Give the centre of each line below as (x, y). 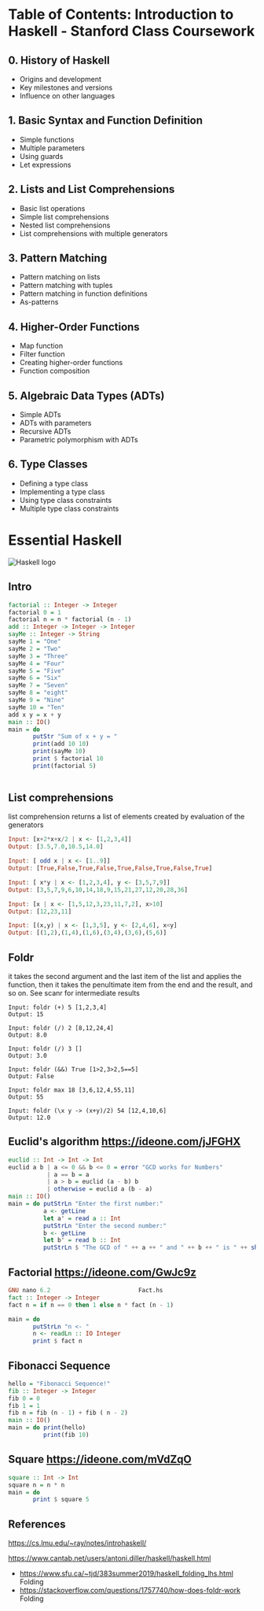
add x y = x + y (35, 715)
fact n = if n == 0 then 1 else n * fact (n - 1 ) (91, 1305)
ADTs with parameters (55, 423)
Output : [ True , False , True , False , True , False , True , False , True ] (110, 868)
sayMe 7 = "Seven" (38, 685)
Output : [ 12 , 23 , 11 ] (40, 911)
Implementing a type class (62, 491)
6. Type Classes (48, 465)
